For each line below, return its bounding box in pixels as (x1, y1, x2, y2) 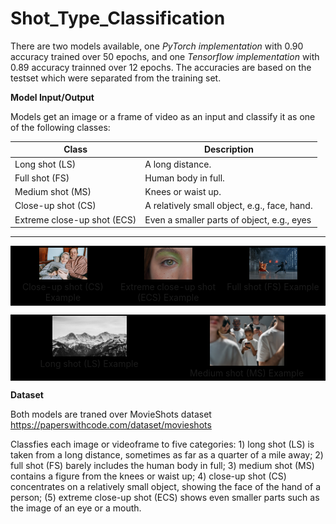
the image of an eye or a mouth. (10, 502, 142, 514)
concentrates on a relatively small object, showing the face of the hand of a (10, 481, 321, 493)
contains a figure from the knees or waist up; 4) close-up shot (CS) (10, 470, 287, 482)
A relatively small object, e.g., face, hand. (144, 200, 313, 212)
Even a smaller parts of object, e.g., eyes (144, 213, 312, 226)
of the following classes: (10, 121, 111, 133)
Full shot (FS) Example (226, 281, 320, 293)
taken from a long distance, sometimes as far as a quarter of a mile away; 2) (10, 449, 324, 461)
